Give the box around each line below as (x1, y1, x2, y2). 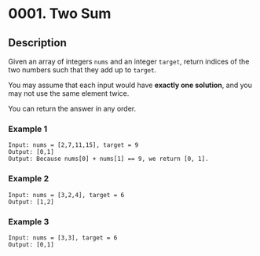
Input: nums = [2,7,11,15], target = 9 (8, 141, 139, 149)
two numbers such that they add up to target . (8, 65, 157, 75)
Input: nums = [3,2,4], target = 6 (8, 191, 125, 199)
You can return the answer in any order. (8, 104, 136, 113)
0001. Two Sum (8, 5, 112, 23)
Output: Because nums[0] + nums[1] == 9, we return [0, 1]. (8, 155, 210, 163)
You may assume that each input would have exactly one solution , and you (8, 80, 253, 90)
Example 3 (8, 216, 49, 227)
